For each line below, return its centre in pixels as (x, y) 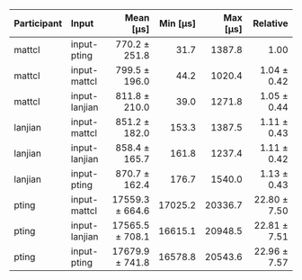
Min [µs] (177, 23)
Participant (38, 23)
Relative (271, 23)
